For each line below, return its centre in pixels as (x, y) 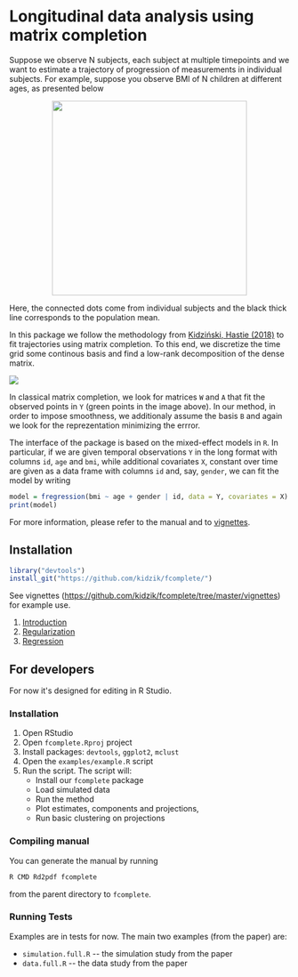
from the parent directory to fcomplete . (80, 894)
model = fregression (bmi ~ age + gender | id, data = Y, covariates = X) (149, 497)
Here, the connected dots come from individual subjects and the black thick (148, 308)
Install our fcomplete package (89, 780)
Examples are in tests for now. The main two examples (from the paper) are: (148, 936)
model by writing (40, 480)
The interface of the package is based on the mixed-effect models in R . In (144, 442)
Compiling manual (49, 841)
